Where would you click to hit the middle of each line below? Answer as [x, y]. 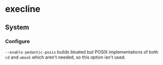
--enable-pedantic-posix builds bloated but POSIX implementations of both [82, 52]
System [17, 27]
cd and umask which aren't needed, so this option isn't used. [65, 57]
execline [23, 9]
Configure [17, 41]
